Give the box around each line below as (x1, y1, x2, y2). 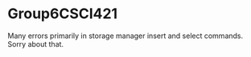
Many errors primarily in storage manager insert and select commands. (7, 31, 244, 40)
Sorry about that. (7, 39, 64, 48)
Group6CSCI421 (7, 5, 118, 23)
